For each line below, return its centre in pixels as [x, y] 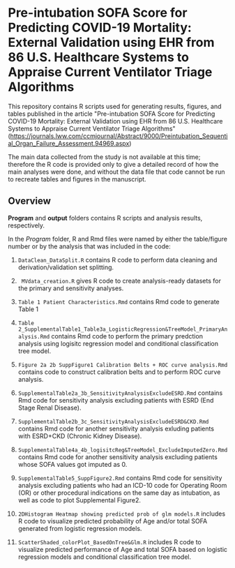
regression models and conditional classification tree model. [105, 557]
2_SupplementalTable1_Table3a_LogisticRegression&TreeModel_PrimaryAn [123, 329]
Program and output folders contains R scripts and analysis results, [105, 218]
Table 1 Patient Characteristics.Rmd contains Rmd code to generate [119, 301]
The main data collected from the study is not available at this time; [104, 157]
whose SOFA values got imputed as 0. [73, 464]
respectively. [26, 225]
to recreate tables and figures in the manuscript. [77, 179]
